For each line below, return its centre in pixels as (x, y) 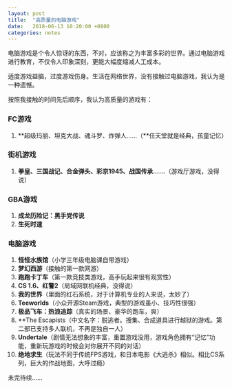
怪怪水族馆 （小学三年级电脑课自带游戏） (75, 260)
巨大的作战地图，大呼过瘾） (69, 363)
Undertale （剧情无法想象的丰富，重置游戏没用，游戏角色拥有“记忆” (113, 337)
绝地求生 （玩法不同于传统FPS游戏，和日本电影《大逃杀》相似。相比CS (118, 354)
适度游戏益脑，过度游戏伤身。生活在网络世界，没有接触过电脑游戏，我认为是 (116, 76)
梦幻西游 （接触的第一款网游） (60, 268)
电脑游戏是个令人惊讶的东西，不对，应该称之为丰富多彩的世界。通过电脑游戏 (116, 53)
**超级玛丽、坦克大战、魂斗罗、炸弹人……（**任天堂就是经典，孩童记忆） (123, 136)
